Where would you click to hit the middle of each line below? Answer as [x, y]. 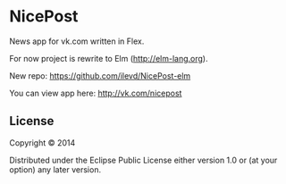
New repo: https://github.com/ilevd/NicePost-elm [100, 75]
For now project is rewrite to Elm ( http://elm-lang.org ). [109, 58]
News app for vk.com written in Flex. [77, 41]
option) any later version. [55, 169]
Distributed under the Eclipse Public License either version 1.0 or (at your [143, 160]
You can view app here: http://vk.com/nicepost [96, 93]
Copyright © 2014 [42, 142]
